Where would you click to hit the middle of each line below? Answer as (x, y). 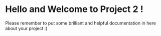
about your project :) (26, 28)
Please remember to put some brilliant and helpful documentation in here (81, 23)
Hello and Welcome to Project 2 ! (74, 9)
